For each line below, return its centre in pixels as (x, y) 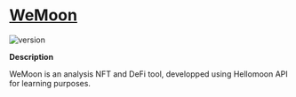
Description (32, 56)
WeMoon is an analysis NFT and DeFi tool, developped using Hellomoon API (149, 74)
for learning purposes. (50, 83)
